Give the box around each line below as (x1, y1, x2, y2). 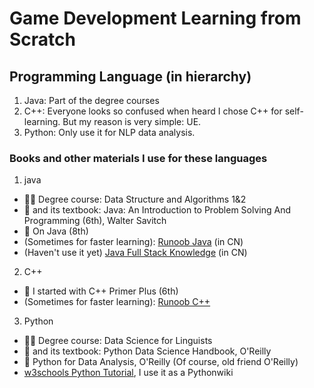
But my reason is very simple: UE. (62, 116, 202, 127)
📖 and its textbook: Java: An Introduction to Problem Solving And (23, 204, 292, 216)
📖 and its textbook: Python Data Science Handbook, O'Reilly (23, 345, 272, 357)
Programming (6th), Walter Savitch (23, 215, 167, 227)
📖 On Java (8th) (23, 225, 89, 237)
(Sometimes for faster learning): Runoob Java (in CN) (23, 236, 244, 248)
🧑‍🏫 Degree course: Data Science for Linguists (23, 335, 213, 347)
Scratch (9, 28, 76, 51)
